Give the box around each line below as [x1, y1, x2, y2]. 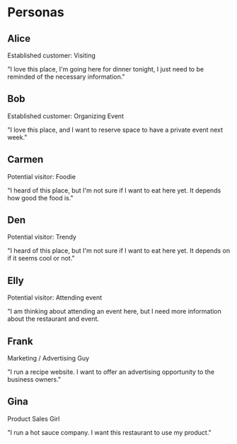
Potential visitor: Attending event [7, 293, 103, 302]
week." [7, 132, 28, 142]
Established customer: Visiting [7, 51, 96, 59]
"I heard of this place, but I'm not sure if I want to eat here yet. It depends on [7, 246, 231, 255]
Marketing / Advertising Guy [7, 354, 90, 363]
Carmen [7, 154, 44, 166]
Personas [7, 4, 65, 21]
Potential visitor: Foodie [7, 172, 76, 181]
